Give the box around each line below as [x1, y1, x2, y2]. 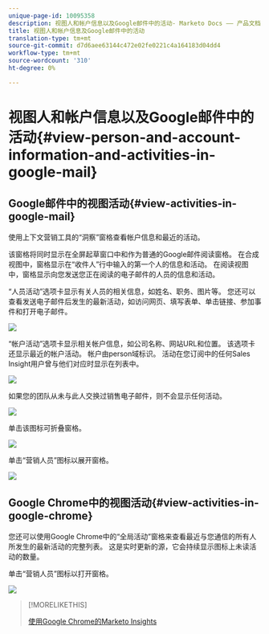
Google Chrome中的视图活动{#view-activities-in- [8, 496, 259, 510]
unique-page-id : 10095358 [8, 11, 95, 20]
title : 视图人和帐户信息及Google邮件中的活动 [8, 27, 145, 35]
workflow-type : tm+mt [8, 49, 81, 57]
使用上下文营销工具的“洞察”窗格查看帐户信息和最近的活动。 [8, 232, 205, 242]
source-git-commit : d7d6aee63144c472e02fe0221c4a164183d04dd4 [8, 42, 221, 50]
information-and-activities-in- [8, 145, 216, 164]
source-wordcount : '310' [8, 57, 92, 65]
